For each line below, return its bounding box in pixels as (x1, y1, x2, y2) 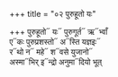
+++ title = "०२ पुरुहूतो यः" (9, 9, 96, 19)
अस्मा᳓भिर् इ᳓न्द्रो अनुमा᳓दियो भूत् (9, 56, 102, 67)
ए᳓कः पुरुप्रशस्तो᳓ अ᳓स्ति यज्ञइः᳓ (9, 37, 101, 47)
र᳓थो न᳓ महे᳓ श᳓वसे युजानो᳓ (9, 47, 93, 57)
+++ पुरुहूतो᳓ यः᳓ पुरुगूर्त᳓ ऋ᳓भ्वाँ (9, 27, 108, 37)
